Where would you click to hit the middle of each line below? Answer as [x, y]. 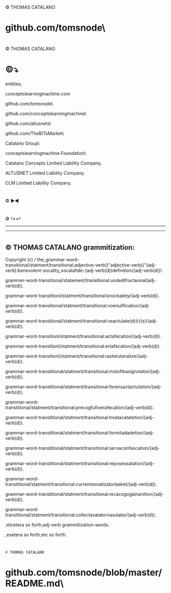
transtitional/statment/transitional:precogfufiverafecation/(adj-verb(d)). [80, 407]
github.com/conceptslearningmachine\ [46, 113]
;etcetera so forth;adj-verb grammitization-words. [58, 525]
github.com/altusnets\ [28, 123]
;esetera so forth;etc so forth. [36, 535]
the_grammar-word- [58, 260]
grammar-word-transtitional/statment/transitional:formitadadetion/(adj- [80, 433]
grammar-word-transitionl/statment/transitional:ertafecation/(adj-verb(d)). [83, 346]
